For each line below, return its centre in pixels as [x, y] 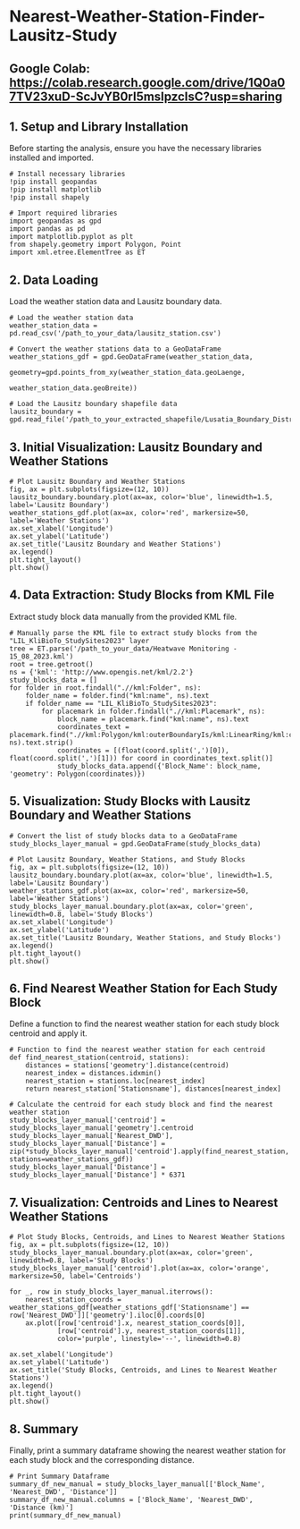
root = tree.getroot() [51, 664]
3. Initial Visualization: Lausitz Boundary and [136, 447]
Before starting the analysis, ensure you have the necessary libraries [135, 149]
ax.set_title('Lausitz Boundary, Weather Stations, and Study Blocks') [145, 938]
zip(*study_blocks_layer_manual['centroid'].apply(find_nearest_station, [150, 1151]
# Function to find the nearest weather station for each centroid [137, 1050]
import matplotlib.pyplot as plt [71, 237]
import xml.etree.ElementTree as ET [77, 252]
